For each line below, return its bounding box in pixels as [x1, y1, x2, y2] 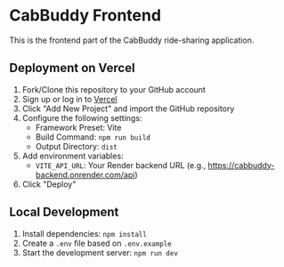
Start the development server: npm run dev [21, 247, 178, 258]
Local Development [9, 205, 119, 220]
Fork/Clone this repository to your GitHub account [21, 84, 207, 94]
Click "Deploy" [21, 179, 77, 190]
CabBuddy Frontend [9, 5, 162, 26]
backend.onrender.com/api [35, 169, 135, 180]
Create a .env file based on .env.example [21, 238, 172, 248]
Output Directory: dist [35, 141, 118, 151]
